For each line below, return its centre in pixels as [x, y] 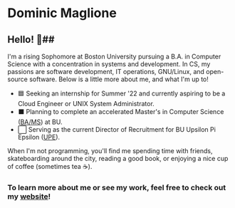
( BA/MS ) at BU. [40, 122]
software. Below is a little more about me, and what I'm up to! [119, 79]
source [18, 79]
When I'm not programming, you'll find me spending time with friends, [110, 151]
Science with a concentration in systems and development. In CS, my [109, 64]
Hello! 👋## [31, 40]
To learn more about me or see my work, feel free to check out [117, 187]
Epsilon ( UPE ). [39, 137]
